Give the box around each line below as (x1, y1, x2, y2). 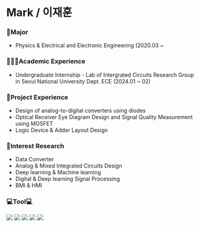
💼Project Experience (6, 93, 69, 101)
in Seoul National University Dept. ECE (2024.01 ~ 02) (15, 77, 151, 85)
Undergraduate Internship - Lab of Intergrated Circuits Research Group (15, 71, 194, 79)
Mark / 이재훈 (6, 6, 72, 20)
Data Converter (15, 156, 54, 163)
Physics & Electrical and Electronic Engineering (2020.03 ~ (15, 42, 164, 49)
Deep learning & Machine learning (15, 169, 102, 176)
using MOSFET (15, 120, 53, 128)
